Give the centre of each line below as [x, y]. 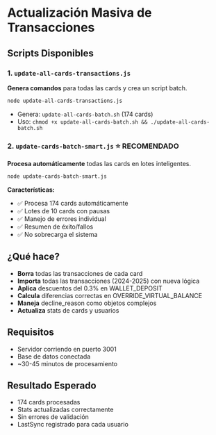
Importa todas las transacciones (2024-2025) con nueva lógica [108, 281]
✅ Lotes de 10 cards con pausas [63, 211]
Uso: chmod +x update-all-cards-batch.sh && [82, 121]
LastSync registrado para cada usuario [73, 425]
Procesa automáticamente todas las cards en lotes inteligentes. [99, 164]
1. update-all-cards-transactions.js [69, 73]
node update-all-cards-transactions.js [65, 101]
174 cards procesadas [49, 402]
